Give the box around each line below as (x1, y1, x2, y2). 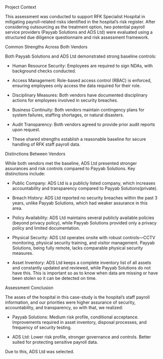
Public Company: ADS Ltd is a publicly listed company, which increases (12, 180, 156, 186)
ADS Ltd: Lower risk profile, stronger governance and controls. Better (12, 334, 151, 339)
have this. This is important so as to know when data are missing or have (12, 270, 158, 276)
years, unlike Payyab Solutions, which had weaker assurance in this (12, 200, 148, 206)
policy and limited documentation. (12, 225, 80, 231)
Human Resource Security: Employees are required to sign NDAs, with (12, 63, 153, 68)
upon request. (12, 127, 40, 133)
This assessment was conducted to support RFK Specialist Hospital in (5, 14, 145, 19)
